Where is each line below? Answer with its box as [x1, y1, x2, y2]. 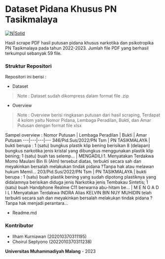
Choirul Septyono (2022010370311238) [12, 238, 92, 245]
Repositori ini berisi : [5, 74, 47, 80]
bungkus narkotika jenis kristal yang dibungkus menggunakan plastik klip [5, 148, 154, 154]
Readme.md [12, 210, 37, 216]
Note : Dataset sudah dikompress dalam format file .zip [17, 93, 129, 99]
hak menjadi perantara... [19, 200, 68, 206]
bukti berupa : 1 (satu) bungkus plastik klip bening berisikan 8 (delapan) [5, 143, 150, 148]
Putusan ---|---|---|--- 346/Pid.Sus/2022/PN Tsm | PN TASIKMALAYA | [5, 137, 150, 144]
